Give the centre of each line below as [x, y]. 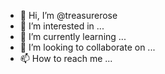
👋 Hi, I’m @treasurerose [68, 15]
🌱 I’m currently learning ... [73, 36]
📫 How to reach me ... [66, 58]
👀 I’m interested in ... [62, 26]
